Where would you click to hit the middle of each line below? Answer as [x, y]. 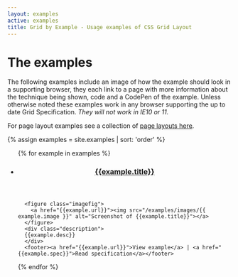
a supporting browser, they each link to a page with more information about [118, 89]
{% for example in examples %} [64, 153]
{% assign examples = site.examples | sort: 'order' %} [86, 140]
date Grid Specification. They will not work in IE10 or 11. [88, 112]
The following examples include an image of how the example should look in [119, 82]
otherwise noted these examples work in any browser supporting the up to [117, 104]
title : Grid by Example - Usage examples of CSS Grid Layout [100, 27]
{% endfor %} [38, 267]
